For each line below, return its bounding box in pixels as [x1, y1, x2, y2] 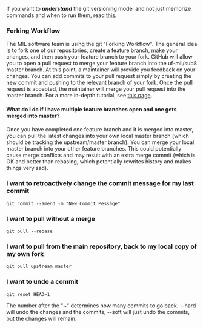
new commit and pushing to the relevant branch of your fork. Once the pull [6, 79, 193, 87]
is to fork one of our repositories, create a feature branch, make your [6, 47, 178, 54]
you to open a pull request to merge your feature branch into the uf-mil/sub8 [6, 60, 198, 67]
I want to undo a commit [6, 278, 79, 286]
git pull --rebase [6, 228, 53, 235]
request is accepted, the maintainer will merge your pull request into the [6, 85, 186, 93]
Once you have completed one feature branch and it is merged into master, [6, 125, 194, 133]
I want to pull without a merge [6, 214, 95, 223]
